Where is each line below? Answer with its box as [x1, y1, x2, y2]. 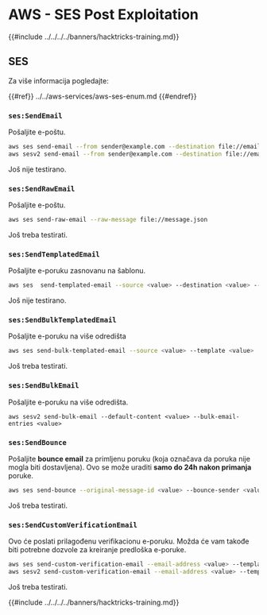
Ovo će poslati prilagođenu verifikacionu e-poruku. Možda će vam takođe [8, 536, 250, 546]
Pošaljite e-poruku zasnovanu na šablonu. [8, 266, 146, 276]
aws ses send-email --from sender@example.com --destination [8, 143, 215, 151]
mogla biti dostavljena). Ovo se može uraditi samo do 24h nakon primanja [8, 462, 252, 472]
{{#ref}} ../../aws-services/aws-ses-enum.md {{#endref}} [8, 91, 197, 101]
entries [8, 420, 34, 427]
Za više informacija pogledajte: [8, 75, 109, 85]
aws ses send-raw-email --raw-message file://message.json [8, 216, 208, 224]
